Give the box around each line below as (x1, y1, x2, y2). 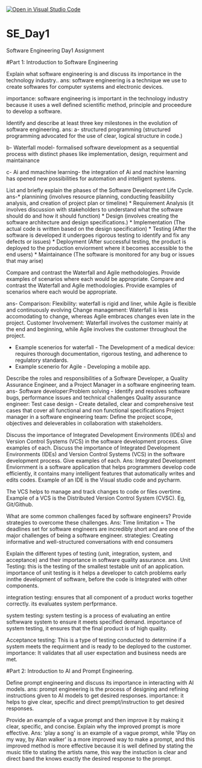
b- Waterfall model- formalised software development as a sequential (6, 144, 179, 151)
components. (6, 582, 39, 589)
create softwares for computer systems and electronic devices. (6, 83, 164, 90)
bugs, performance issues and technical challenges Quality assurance (6, 393, 181, 401)
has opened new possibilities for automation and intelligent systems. (6, 175, 177, 182)
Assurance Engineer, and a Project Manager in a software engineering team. (6, 381, 196, 388)
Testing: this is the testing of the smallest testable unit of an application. (6, 563, 185, 570)
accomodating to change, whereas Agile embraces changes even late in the (6, 312, 195, 320)
